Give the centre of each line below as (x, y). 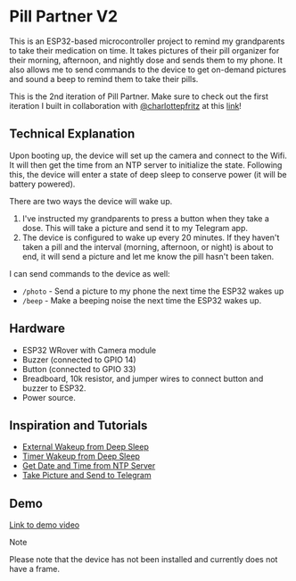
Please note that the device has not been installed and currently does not (144, 560)
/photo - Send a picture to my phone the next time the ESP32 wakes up (153, 291)
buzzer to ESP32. (54, 388)
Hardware (37, 329)
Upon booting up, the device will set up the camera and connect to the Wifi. (148, 155)
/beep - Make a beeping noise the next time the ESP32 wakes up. (142, 300)
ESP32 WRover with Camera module (89, 350)
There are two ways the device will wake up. (91, 201)
